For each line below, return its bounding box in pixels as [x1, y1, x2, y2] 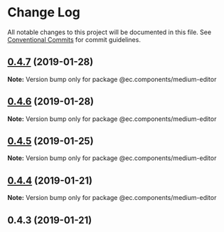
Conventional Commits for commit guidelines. [7, 35, 141, 43]
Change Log [7, 4, 80, 21]
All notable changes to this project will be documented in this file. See [7, 28, 212, 36]
